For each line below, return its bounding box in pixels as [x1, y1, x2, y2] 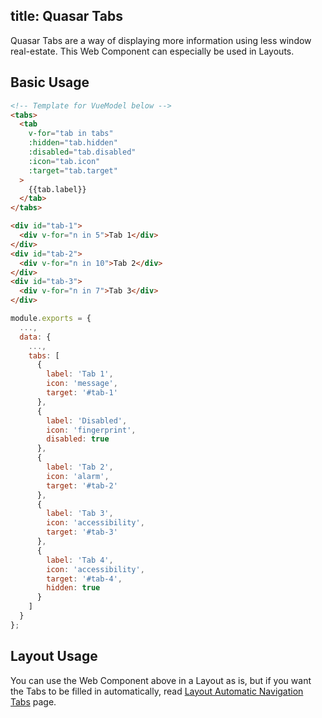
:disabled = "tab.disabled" [28, 147, 137, 157]
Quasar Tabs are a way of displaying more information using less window [10, 34, 312, 46]
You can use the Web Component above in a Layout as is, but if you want [10, 674, 312, 686]
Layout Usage [10, 648, 98, 665]
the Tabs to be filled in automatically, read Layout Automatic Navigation [10, 685, 304, 697]
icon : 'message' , [46, 379, 118, 389]
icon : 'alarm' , [46, 471, 110, 481]
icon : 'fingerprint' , [46, 425, 137, 435]
